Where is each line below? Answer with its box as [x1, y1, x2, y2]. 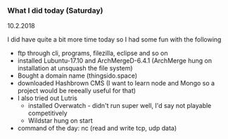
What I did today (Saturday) [7, 6, 103, 16]
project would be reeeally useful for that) [17, 87, 136, 95]
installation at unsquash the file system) [17, 64, 133, 73]
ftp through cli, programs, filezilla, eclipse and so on [17, 49, 168, 58]
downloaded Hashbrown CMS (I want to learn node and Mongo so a [17, 79, 215, 87]
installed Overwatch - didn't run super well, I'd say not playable [27, 102, 212, 110]
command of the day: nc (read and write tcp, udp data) [17, 124, 177, 133]
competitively [27, 109, 68, 118]
